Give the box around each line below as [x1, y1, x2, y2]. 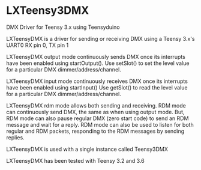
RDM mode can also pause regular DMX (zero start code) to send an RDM [6, 115, 189, 122]
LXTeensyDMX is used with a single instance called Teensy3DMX [6, 145, 168, 153]
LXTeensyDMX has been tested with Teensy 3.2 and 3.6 [6, 157, 145, 164]
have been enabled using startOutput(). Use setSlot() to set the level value [6, 59, 190, 67]
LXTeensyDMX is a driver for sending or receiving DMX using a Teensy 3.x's [6, 35, 195, 42]
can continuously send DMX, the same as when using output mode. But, [6, 108, 185, 115]
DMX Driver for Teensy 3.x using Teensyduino [6, 23, 120, 31]
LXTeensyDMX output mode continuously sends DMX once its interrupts [6, 53, 186, 60]
